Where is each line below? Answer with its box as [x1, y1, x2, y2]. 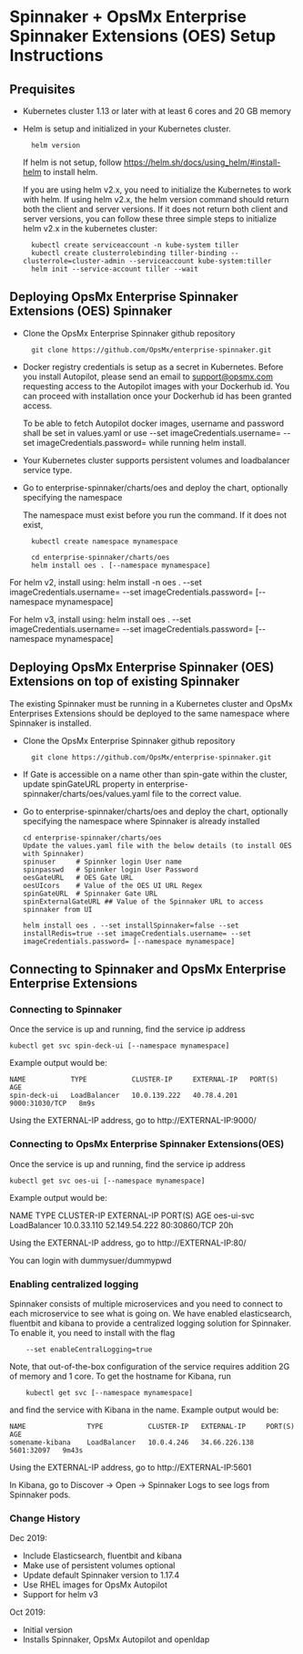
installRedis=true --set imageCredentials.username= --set [22, 928, 252, 938]
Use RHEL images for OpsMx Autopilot [22, 1579, 168, 1590]
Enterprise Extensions [9, 976, 138, 991]
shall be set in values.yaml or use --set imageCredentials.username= [22, 427, 282, 439]
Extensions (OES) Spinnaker [9, 304, 173, 319]
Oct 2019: [9, 1607, 45, 1618]
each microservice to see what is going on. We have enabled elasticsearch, [9, 1308, 293, 1318]
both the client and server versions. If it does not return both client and [22, 203, 288, 214]
